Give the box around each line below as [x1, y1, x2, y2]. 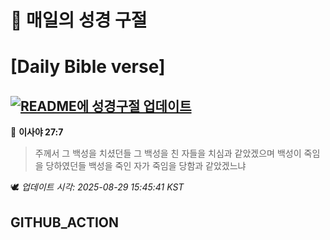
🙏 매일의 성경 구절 [10, 9, 148, 32]
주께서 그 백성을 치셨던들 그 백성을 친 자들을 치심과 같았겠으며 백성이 [34, 147, 302, 160]
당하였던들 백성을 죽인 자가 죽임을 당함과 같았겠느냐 [45, 160, 247, 172]
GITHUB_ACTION [10, 214, 120, 231]
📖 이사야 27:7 [10, 126, 64, 138]
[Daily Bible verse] [10, 56, 166, 78]
